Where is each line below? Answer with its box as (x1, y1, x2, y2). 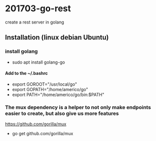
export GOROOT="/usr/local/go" (12, 81, 77, 87)
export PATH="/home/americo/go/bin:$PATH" (12, 92, 105, 97)
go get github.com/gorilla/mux (12, 131, 74, 137)
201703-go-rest (5, 3, 71, 14)
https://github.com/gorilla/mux (5, 121, 67, 127)
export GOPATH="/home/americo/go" (12, 86, 89, 92)
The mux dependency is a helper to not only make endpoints (5, 104, 151, 111)
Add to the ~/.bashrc (5, 70, 48, 76)
